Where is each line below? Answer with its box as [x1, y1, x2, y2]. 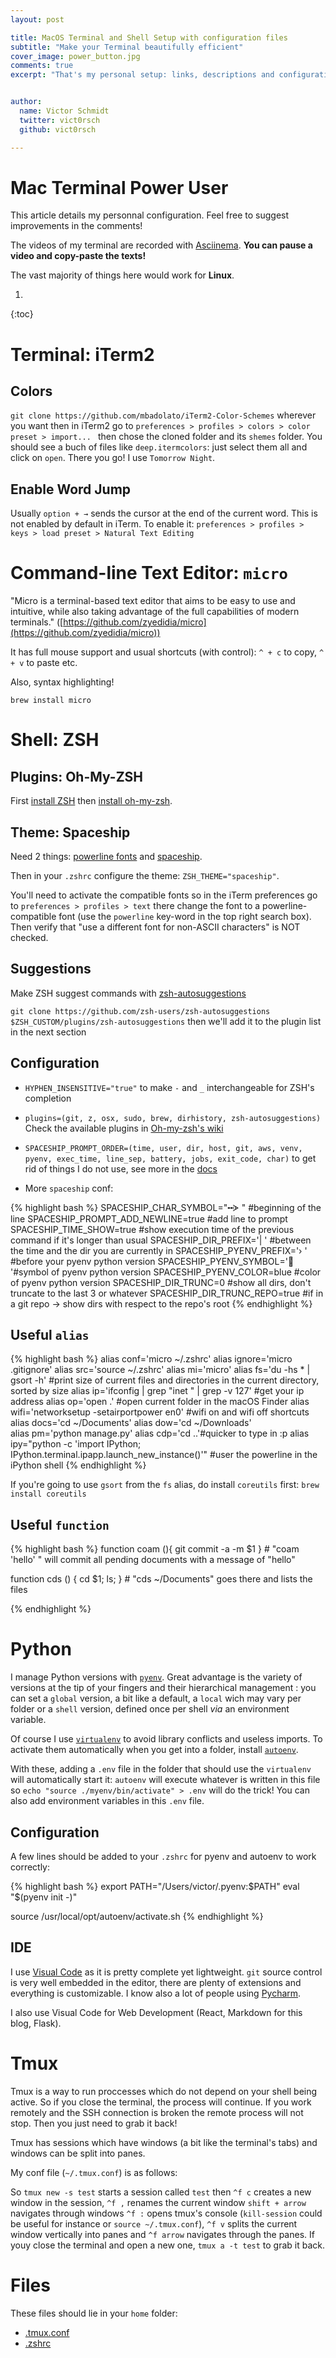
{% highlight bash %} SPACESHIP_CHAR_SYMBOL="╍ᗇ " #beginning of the [10, 1201, 322, 1213]
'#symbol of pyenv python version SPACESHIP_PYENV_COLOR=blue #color [10, 1266, 322, 1278]
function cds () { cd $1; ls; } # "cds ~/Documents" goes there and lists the [10, 1573, 313, 1585]
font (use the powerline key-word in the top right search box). [58, 911, 312, 922]
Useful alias [10, 1327, 90, 1344]
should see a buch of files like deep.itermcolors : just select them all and [10, 441, 308, 453]
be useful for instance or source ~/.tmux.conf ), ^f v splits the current [10, 2217, 298, 2230]
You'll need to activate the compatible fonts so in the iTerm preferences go [10, 889, 318, 901]
